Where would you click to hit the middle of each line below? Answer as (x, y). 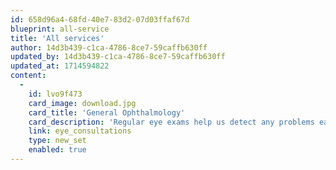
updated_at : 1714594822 (60, 66)
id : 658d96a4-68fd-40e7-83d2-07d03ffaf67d (100, 19)
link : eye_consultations (80, 131)
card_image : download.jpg (82, 103)
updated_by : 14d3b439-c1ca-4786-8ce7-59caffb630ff (118, 57)
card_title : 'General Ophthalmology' (107, 112)
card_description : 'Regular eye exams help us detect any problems (171, 122)
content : (28, 76)
